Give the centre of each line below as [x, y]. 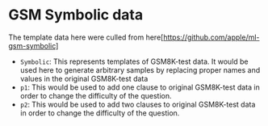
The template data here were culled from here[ [86, 37]
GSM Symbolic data [76, 15]
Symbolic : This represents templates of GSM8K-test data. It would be [134, 61]
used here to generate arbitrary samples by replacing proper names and [140, 69]
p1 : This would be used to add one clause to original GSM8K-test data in [140, 87]
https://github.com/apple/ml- [211, 37]
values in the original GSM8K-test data [84, 78]
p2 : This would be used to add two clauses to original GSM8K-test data [138, 104]
